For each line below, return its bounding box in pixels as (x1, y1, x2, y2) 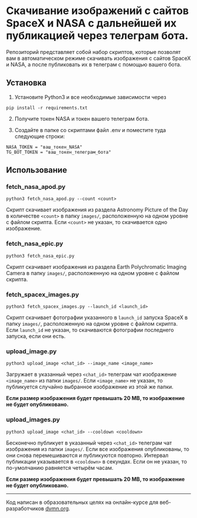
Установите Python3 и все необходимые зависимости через (14, 93, 167, 100)
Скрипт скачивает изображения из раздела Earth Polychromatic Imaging (6, 263, 186, 270)
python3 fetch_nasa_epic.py (6, 253, 75, 259)
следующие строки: (14, 133, 65, 140)
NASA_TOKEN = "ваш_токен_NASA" (6, 144, 83, 150)
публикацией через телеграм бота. (6, 29, 189, 42)
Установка (6, 78, 47, 88)
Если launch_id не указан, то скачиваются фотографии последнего (6, 327, 174, 334)
